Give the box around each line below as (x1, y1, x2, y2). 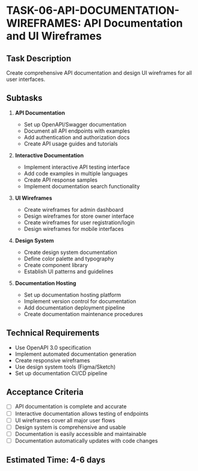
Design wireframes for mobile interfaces (23, 225, 125, 232)
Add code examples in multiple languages (23, 169, 128, 177)
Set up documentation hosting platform (23, 291, 122, 299)
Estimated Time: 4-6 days (6, 455, 105, 465)
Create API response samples (23, 176, 98, 183)
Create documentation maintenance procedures (23, 310, 143, 317)
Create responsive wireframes (14, 356, 90, 364)
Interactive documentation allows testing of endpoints (14, 409, 149, 417)
